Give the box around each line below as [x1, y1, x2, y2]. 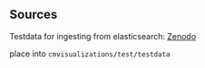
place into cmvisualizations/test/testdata [9, 48, 171, 59]
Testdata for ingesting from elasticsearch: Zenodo [9, 30, 197, 41]
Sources [9, 7, 58, 22]
